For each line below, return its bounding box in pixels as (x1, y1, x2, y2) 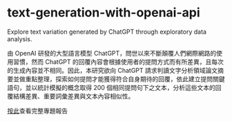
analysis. (7, 34, 32, 43)
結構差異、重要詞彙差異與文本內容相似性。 (12, 91, 135, 100)
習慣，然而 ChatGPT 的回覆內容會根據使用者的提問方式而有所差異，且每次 (12, 57, 224, 66)
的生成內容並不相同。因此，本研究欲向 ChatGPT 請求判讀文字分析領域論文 (7, 66, 218, 74)
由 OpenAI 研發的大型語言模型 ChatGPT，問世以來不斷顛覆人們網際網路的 (7, 49, 217, 57)
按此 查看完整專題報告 (7, 107, 68, 115)
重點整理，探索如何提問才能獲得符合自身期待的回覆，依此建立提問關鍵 (25, 74, 225, 83)
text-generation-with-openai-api (7, 5, 200, 21)
